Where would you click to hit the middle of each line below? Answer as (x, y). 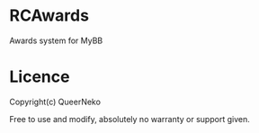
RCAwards (49, 16)
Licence (40, 77)
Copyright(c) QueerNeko (55, 102)
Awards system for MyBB (56, 40)
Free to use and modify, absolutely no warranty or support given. (129, 119)
